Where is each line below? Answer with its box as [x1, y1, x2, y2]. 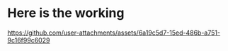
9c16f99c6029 [7, 35, 50, 44]
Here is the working [7, 5, 125, 21]
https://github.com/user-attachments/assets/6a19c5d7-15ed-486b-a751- [7, 28, 221, 37]
